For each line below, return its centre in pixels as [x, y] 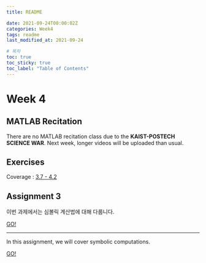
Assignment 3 [34, 196]
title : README [25, 12]
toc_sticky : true [29, 63]
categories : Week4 [30, 29]
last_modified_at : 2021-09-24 [45, 41]
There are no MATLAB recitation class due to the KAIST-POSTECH [91, 136]
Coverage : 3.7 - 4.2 [32, 177]
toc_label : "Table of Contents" [48, 68]
